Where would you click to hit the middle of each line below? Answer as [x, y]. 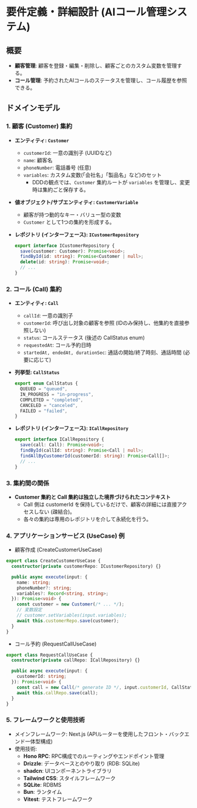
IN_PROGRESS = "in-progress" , [57, 394]
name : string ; [34, 582]
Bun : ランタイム [43, 792]
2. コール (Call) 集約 [34, 289]
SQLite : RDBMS [42, 784]
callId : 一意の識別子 [48, 316]
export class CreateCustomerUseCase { [53, 561]
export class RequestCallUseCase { [50, 655]
